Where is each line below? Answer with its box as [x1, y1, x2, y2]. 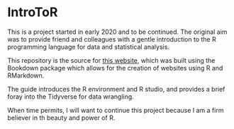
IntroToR [7, 4, 58, 20]
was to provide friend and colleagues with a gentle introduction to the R [7, 35, 216, 43]
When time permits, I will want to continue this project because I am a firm [7, 106, 224, 114]
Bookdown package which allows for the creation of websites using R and [7, 63, 223, 72]
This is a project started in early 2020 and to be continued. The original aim [7, 27, 228, 36]
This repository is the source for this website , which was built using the [7, 56, 216, 64]
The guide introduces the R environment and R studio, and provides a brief [7, 85, 225, 93]
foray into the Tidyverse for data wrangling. [7, 92, 135, 101]
